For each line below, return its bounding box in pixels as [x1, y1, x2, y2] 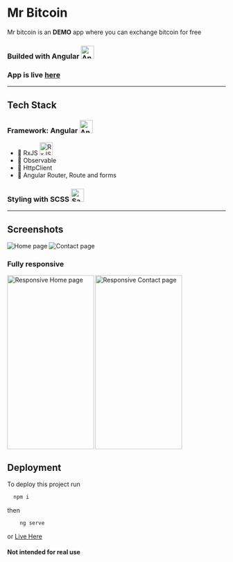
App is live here [7, 70, 61, 79]
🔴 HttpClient [17, 163, 53, 172]
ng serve [19, 520, 45, 527]
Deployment [7, 461, 62, 474]
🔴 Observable [17, 156, 57, 164]
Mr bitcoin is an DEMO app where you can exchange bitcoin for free [7, 28, 202, 36]
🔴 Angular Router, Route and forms [17, 170, 116, 179]
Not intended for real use [7, 548, 81, 556]
